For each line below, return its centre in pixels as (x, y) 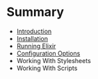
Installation (32, 38)
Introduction (34, 31)
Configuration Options (48, 53)
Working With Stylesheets (54, 60)
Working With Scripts (47, 68)
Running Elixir (36, 46)
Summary (35, 12)
